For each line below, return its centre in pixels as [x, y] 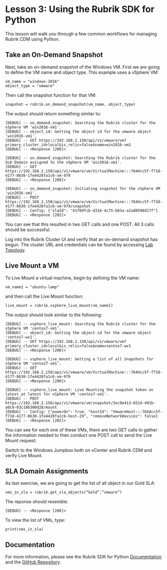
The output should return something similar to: [53, 113]
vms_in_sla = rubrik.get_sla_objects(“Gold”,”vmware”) [64, 492]
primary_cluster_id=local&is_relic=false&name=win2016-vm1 [68, 145]
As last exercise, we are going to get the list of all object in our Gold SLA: [80, 483]
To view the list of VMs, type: [35, 520]
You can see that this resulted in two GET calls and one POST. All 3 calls [80, 224]
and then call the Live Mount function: [44, 296]
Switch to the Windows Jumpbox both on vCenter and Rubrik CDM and [78, 450]
